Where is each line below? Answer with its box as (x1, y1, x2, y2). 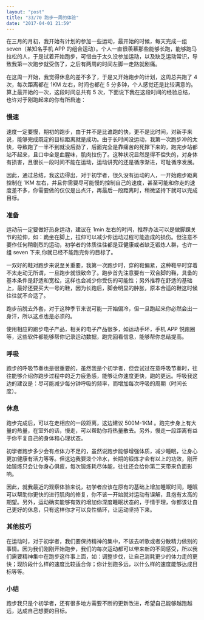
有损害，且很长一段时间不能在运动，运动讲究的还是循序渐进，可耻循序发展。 (6, 158, 198, 165)
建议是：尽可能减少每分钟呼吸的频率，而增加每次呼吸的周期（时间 (16, 380, 182, 387)
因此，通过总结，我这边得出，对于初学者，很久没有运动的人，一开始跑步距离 (6, 171, 198, 178)
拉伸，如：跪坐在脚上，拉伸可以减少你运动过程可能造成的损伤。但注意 (16, 233, 192, 240)
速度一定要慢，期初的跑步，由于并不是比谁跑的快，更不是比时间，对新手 (6, 128, 187, 135)
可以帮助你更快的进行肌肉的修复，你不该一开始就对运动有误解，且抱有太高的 (6, 490, 198, 498)
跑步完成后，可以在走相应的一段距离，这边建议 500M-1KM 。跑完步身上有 (6, 419, 191, 427)
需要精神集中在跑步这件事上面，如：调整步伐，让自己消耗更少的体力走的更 (11, 552, 198, 560)
